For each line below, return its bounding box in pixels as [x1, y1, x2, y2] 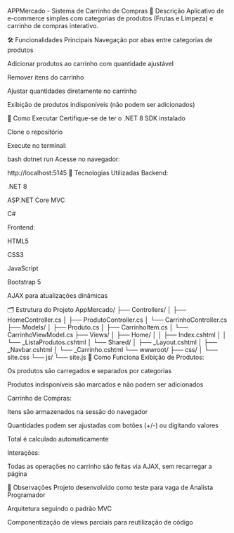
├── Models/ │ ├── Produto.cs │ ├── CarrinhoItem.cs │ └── [7, 323, 188, 331]
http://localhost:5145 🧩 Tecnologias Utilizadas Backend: [7, 169, 169, 177]
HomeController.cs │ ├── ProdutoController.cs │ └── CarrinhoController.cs [7, 315, 228, 324]
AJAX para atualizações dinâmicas [7, 291, 108, 299]
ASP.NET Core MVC [7, 196, 65, 204]
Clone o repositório [7, 127, 63, 136]
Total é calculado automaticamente [7, 435, 109, 443]
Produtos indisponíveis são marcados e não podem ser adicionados [7, 380, 204, 389]
